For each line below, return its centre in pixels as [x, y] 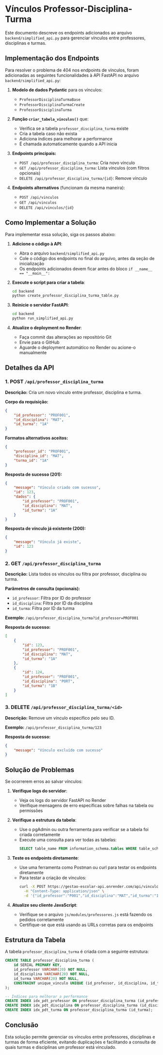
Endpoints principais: [34, 153]
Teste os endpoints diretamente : [45, 858]
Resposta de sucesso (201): [33, 474]
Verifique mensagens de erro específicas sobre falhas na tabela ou [86, 806]
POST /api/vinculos [39, 197]
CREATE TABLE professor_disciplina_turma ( [50, 961]
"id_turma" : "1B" [40, 686]
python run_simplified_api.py [43, 319]
